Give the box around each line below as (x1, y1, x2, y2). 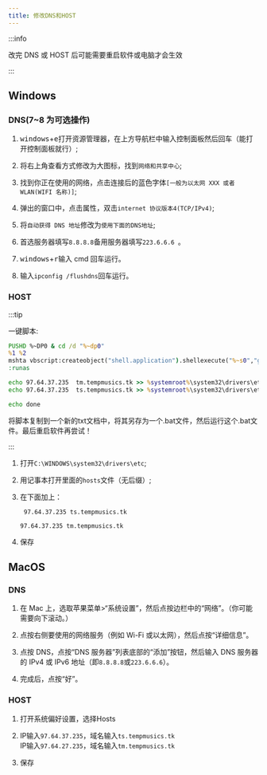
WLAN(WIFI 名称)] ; (19, 187, 77, 196)
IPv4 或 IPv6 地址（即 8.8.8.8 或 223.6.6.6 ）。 (29, 657, 173, 667)
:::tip (8, 309, 23, 319)
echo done (8, 400, 41, 408)
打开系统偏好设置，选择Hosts (19, 714, 116, 723)
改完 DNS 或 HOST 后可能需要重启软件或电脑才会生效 (8, 49, 183, 60)
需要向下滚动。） (19, 613, 73, 623)
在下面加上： (19, 492, 62, 502)
